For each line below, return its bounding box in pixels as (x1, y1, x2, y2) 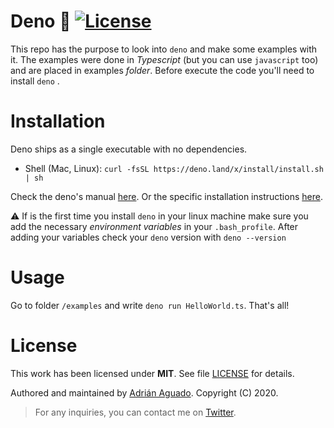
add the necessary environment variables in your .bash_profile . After (10, 220, 299, 232)
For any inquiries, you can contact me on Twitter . (34, 406, 237, 418)
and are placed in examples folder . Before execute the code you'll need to (10, 64, 315, 76)
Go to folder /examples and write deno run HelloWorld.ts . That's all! (10, 299, 290, 311)
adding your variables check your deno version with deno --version (10, 231, 287, 243)
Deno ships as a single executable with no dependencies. (10, 143, 248, 155)
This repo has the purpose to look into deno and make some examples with (10, 43, 318, 55)
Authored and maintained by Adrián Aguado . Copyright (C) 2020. (10, 386, 279, 399)
